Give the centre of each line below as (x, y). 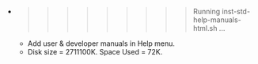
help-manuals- (217, 20)
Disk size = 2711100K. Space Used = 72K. (95, 52)
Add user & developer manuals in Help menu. (101, 43)
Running (207, 11)
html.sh (205, 28)
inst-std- (236, 11)
